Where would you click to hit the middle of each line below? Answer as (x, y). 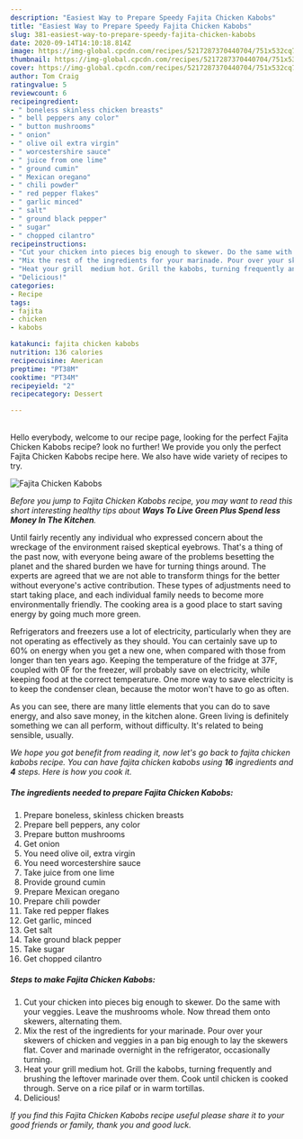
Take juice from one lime (69, 873)
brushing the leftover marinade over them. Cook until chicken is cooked (156, 1079)
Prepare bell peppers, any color (81, 825)
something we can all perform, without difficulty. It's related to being (137, 725)
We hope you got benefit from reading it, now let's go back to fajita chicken (150, 752)
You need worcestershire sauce (82, 863)
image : (22, 51)
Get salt (38, 930)
